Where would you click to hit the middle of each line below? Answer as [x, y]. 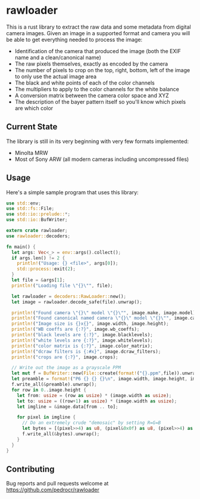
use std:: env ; [24, 203]
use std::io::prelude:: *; [38, 214]
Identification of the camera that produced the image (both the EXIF [98, 51]
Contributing [30, 469]
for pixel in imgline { [46, 417]
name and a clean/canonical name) [58, 57]
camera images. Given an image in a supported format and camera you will [98, 33]
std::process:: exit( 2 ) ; [46, 269]
